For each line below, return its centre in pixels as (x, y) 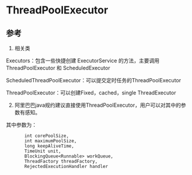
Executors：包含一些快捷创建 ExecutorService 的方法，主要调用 (83, 61)
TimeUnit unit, (43, 151)
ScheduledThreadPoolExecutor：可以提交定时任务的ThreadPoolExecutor (94, 80)
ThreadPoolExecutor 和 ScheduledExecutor (58, 68)
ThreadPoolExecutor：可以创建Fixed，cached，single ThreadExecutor (91, 93)
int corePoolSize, (46, 136)
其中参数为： (21, 125)
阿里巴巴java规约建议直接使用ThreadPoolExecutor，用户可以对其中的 (97, 105)
